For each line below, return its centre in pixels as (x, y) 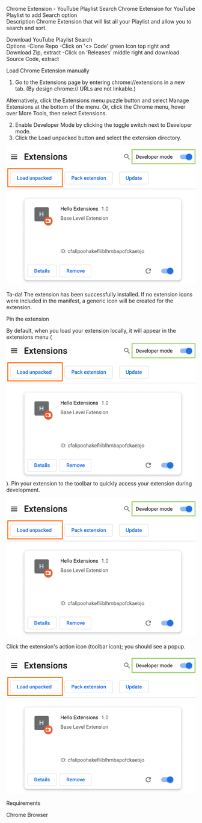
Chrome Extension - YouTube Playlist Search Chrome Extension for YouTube (101, 9)
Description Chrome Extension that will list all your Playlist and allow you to (99, 21)
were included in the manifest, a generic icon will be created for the (90, 301)
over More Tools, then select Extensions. (57, 113)
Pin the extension (28, 319)
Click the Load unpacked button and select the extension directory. (98, 138)
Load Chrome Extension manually (48, 71)
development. (23, 490)
